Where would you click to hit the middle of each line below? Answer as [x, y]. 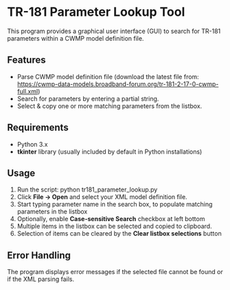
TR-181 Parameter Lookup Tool [96, 12]
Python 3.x [32, 144]
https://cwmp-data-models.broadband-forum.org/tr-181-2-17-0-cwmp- [118, 84]
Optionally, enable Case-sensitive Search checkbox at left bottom [111, 219]
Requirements [38, 128]
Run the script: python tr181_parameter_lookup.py [87, 189]
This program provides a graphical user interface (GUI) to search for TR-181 [114, 31]
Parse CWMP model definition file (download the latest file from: [108, 76]
